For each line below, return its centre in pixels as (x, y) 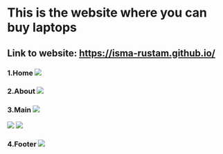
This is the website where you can (107, 13)
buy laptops (42, 27)
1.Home (20, 73)
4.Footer (22, 144)
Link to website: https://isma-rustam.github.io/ (111, 53)
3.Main (19, 110)
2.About (21, 92)
